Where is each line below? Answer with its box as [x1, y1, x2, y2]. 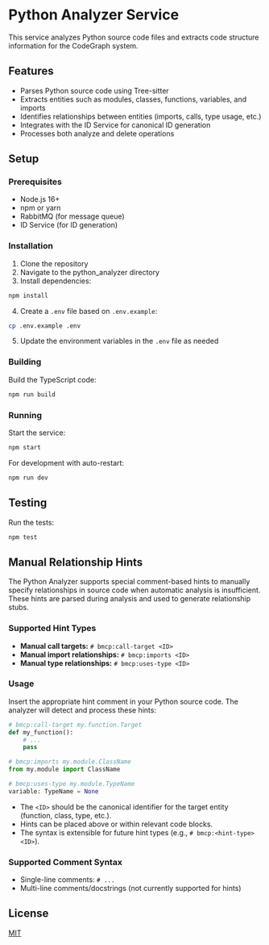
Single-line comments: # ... [19, 875, 115, 884]
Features [8, 65, 54, 78]
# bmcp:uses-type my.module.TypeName [8, 780, 135, 788]
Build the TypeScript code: [8, 374, 97, 384]
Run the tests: [8, 517, 55, 527]
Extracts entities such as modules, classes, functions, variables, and [19, 94, 247, 104]
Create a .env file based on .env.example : [19, 306, 158, 316]
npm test [8, 533, 38, 541]
